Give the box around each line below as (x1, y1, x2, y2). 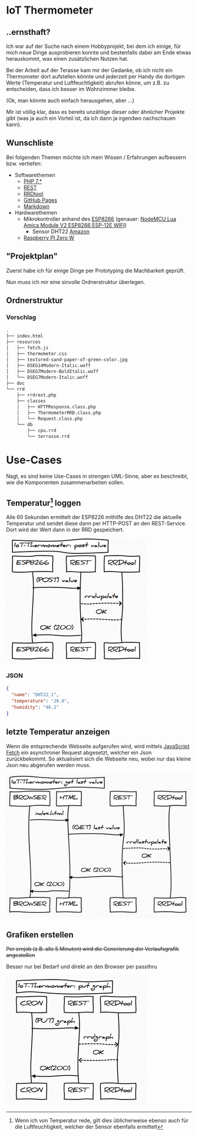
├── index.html (6, 333, 44, 340)
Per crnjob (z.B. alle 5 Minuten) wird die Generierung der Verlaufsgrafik (6, 945, 179, 952)
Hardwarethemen (14, 209, 57, 216)
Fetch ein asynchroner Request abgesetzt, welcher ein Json (6, 749, 152, 756)
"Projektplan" (6, 252, 58, 262)
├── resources (6, 339, 41, 345)
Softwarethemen (14, 171, 55, 178)
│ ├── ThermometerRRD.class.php (16, 410, 101, 416)
